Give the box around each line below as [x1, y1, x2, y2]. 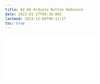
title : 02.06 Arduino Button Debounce [5, 7, 83, 12]
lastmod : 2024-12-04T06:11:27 [5, 16, 67, 21]
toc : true [5, 21, 25, 26]
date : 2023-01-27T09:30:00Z [5, 12, 62, 17]
